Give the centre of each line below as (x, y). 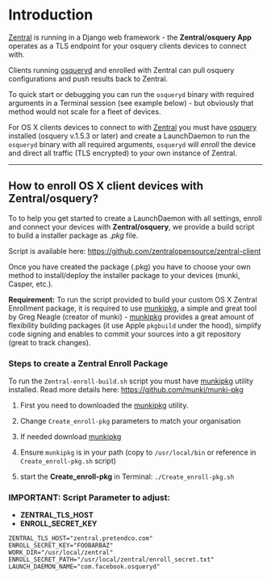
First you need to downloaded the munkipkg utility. (104, 405)
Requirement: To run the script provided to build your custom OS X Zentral (133, 299)
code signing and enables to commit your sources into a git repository (125, 334)
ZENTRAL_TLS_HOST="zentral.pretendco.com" (81, 539)
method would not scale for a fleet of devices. (85, 112)
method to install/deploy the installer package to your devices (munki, (124, 275)
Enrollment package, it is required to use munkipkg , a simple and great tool (133, 308)
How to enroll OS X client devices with (106, 186)
